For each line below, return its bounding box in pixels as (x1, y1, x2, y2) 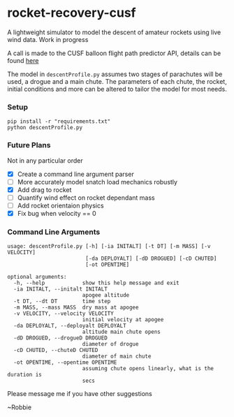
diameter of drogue (82, 341, 139, 348)
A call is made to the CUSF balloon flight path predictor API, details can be (7, 49, 221, 57)
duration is (7, 372, 42, 379)
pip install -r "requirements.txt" (7, 118, 111, 125)
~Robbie (7, 403, 32, 411)
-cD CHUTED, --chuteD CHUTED (13, 347, 98, 354)
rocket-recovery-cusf (7, 5, 136, 21)
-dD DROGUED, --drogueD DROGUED (13, 335, 108, 342)
